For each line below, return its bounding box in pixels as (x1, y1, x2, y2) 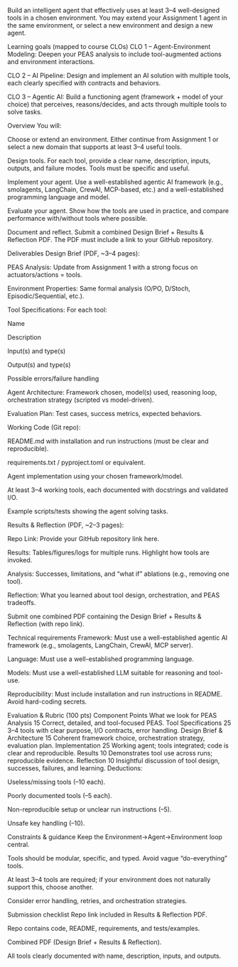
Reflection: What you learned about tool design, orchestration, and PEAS (7, 591, 220, 599)
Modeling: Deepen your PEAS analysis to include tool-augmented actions (7, 50, 222, 58)
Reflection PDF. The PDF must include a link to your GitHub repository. (7, 236, 214, 244)
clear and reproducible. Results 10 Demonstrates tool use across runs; (7, 749, 213, 757)
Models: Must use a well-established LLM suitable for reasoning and (7, 669, 207, 677)
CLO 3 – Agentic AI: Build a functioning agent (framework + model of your (7, 92, 224, 101)
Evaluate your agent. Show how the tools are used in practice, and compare (7, 207, 229, 215)
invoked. (7, 556, 33, 564)
